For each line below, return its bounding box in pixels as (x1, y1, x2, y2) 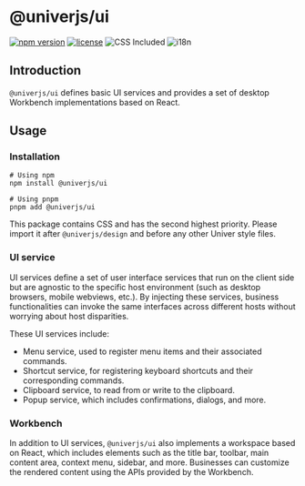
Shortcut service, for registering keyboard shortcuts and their (22, 365, 253, 376)
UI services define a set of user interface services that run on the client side (9, 271, 295, 283)
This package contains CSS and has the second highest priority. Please (9, 218, 278, 229)
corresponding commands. (22, 375, 125, 386)
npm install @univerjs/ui (9, 179, 107, 188)
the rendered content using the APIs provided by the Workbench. (9, 467, 254, 478)
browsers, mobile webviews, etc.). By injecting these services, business (9, 291, 280, 302)
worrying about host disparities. (9, 310, 129, 321)
